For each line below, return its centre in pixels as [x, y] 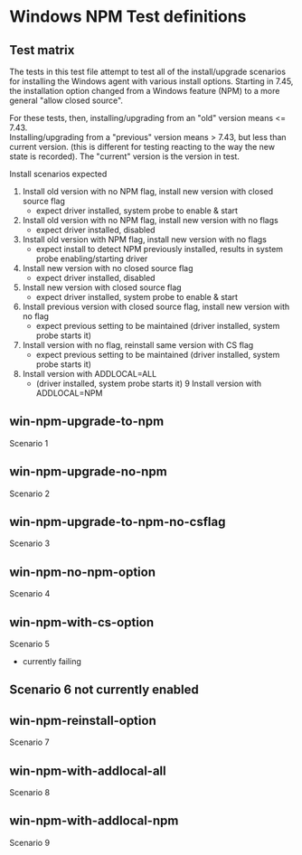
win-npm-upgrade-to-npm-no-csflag [118, 522]
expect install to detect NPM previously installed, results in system [159, 249]
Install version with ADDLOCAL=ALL [90, 374]
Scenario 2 [29, 493]
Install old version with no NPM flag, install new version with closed [148, 191]
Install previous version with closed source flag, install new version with [156, 306]
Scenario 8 [30, 793]
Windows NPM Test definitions [128, 17]
